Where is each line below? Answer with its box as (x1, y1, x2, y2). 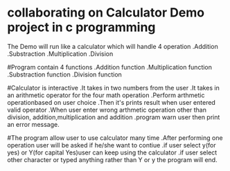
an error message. (7, 120, 60, 128)
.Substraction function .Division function (7, 70, 123, 79)
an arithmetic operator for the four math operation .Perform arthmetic (7, 91, 205, 99)
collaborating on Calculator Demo (7, 5, 205, 21)
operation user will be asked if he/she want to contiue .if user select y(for (7, 141, 216, 149)
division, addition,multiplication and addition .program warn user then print (7, 112, 220, 121)
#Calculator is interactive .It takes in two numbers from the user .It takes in (7, 83, 220, 92)
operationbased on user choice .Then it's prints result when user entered (7, 98, 216, 106)
